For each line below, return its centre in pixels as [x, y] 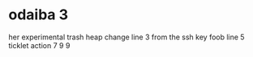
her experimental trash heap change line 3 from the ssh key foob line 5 [126, 37]
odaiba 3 [39, 15]
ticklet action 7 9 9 [39, 45]
